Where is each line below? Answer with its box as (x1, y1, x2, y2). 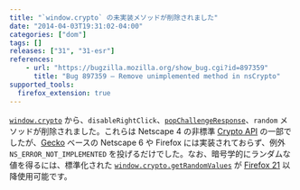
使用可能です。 (16, 170, 72, 181)
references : (9, 55, 54, 64)
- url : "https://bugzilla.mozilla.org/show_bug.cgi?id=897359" (25, 64, 269, 73)
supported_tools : (9, 80, 75, 89)
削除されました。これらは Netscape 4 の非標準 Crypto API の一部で (40, 125, 292, 136)
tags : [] (9, 38, 42, 48)
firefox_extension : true (17, 88, 111, 97)
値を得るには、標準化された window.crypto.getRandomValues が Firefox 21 (9, 159, 280, 170)
